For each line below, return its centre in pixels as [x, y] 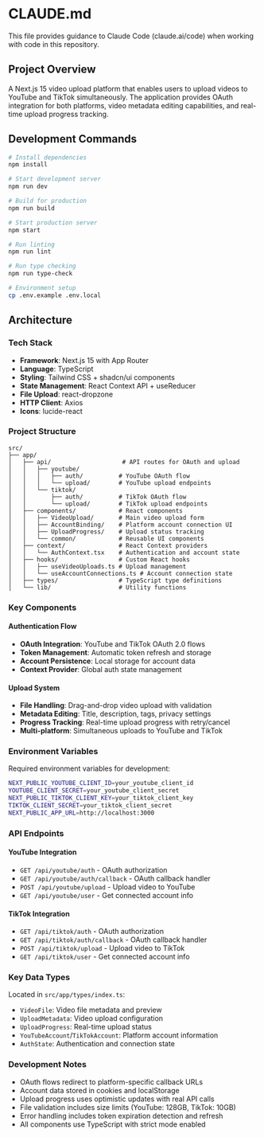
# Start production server [53, 223]
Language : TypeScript [56, 369]
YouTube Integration [43, 852]
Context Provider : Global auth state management [101, 669]
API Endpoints [36, 833]
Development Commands [73, 139]
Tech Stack [31, 343]
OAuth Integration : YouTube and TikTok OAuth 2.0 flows [112, 644]
